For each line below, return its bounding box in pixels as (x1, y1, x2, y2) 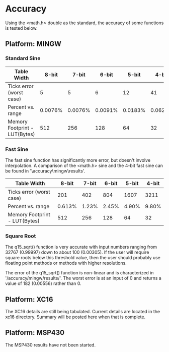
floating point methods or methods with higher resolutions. (5, 260, 127, 266)
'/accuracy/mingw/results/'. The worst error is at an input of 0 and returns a (5, 275, 162, 281)
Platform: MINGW (5, 40, 62, 48)
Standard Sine (5, 55, 41, 62)
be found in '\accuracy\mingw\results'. (5, 167, 86, 174)
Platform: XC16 (5, 295, 53, 304)
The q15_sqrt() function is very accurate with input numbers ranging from (5, 244, 157, 250)
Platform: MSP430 (5, 328, 64, 337)
